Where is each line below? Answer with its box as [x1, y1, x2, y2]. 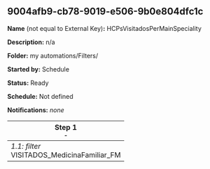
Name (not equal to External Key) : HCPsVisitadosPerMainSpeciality [7, 24, 202, 32]
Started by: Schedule [7, 65, 70, 73]
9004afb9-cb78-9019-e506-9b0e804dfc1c [7, 6, 204, 18]
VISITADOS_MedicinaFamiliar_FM [10, 150, 121, 160]
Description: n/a [7, 38, 55, 46]
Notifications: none [7, 105, 64, 114]
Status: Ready [7, 79, 49, 87]
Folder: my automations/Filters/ [7, 51, 99, 60]
